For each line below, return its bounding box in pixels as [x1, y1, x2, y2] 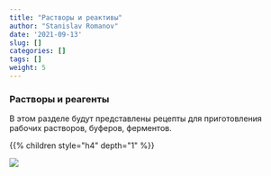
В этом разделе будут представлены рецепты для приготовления [9, 113, 263, 124]
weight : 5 [9, 64, 47, 73]
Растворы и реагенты [9, 92, 110, 105]
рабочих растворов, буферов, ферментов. [9, 123, 173, 134]
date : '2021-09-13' [9, 30, 83, 39]
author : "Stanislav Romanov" [9, 22, 119, 31]
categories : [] [9, 47, 67, 56]
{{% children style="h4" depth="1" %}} [9, 140, 155, 151]
